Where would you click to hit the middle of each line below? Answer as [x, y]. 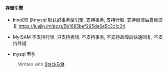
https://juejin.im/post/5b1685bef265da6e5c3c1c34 [72, 26]
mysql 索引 [24, 54]
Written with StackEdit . [42, 64]
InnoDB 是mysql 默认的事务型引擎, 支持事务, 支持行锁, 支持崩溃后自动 [85, 20]
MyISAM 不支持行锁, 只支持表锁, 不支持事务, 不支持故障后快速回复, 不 [86, 37]
